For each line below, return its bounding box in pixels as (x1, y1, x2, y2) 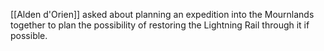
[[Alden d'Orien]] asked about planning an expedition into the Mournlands (10, 9, 315, 20)
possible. (10, 30, 48, 41)
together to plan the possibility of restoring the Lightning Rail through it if (10, 19, 310, 31)
